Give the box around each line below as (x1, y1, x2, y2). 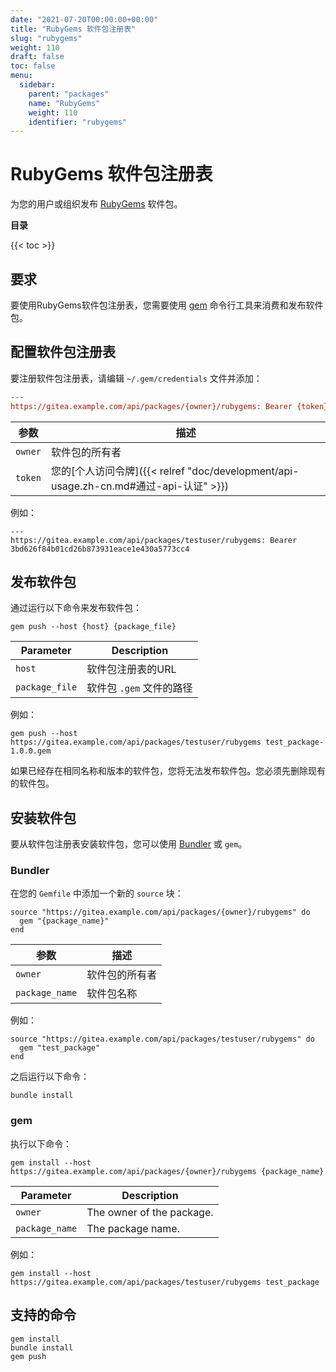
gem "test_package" (19, 1043, 101, 1053)
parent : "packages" (28, 89, 110, 99)
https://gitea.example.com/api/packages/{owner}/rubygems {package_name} (10, 1166, 325, 1176)
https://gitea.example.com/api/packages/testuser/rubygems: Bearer (10, 535, 298, 545)
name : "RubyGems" (28, 98, 101, 108)
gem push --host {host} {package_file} (10, 622, 177, 632)
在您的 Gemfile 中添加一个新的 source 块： (10, 887, 184, 900)
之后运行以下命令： (10, 1071, 90, 1083)
